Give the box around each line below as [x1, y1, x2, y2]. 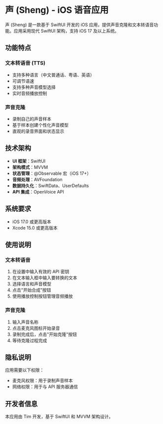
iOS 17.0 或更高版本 [12, 219, 52, 225]
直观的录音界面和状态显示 [12, 128, 65, 134]
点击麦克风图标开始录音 [12, 325, 60, 331]
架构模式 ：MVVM [12, 164, 48, 170]
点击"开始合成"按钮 [12, 287, 51, 293]
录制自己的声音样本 [12, 116, 52, 122]
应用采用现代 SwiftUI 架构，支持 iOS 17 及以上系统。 [13, 28, 119, 33]
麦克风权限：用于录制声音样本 [12, 378, 73, 384]
